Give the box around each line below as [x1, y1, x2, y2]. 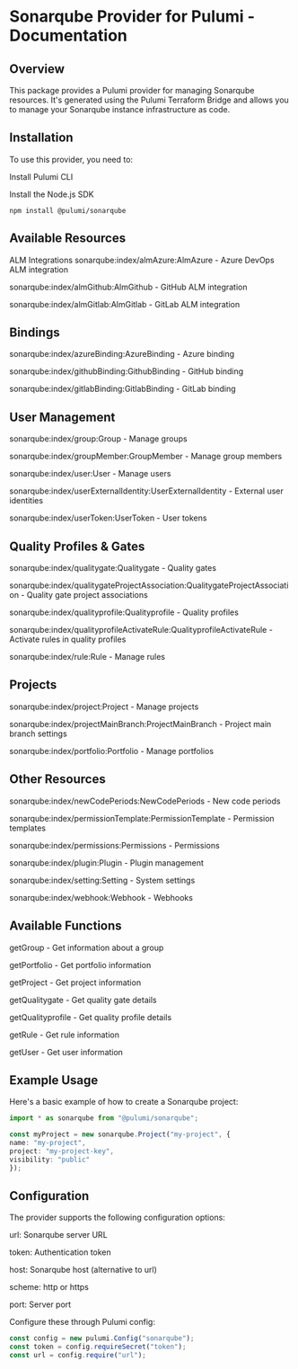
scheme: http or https [9, 1282, 90, 1293]
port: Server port [9, 1299, 72, 1310]
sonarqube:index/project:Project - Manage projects [9, 701, 199, 712]
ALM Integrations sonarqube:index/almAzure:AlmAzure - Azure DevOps [9, 254, 276, 265]
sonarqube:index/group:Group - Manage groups [9, 433, 188, 444]
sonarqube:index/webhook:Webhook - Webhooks [9, 892, 193, 902]
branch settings [9, 728, 67, 739]
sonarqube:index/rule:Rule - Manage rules [9, 652, 166, 662]
